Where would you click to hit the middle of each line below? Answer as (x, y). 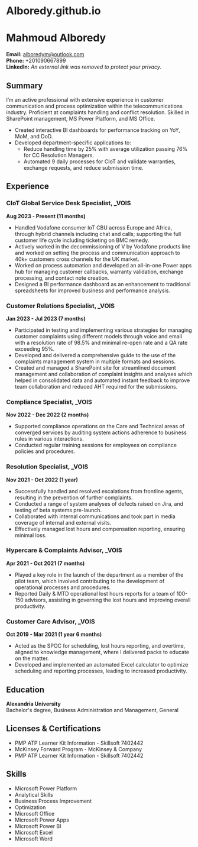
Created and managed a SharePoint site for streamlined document (95, 367)
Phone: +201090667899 (36, 61)
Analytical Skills (34, 794)
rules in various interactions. (49, 439)
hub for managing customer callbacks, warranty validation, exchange (99, 271)
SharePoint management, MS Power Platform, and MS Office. (81, 118)
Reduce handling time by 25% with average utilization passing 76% (106, 148)
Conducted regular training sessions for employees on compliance (96, 445)
